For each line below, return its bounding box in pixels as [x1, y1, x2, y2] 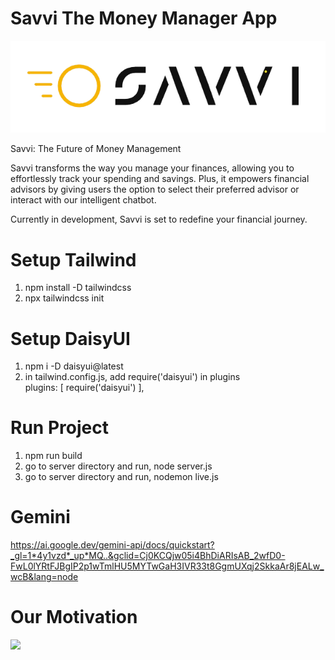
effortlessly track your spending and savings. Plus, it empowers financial [10, 173, 310, 185]
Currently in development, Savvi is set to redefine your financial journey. [10, 213, 308, 226]
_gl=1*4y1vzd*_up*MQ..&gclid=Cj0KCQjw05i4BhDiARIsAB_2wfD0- [10, 550, 286, 562]
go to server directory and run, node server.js [24, 460, 213, 472]
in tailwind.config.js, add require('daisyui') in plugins [24, 371, 241, 383]
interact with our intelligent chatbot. [10, 194, 157, 206]
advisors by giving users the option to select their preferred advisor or [10, 183, 300, 196]
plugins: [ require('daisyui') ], [24, 382, 145, 394]
